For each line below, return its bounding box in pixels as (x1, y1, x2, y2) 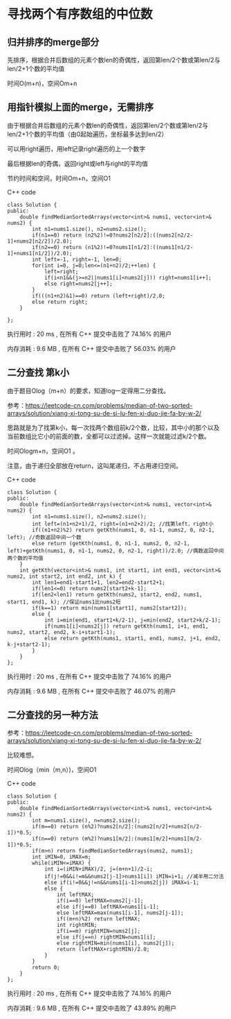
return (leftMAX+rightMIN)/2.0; (56, 946, 150, 953)
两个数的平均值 (7, 554, 44, 562)
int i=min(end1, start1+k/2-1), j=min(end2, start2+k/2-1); (44, 617, 221, 624)
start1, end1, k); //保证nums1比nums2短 (7, 598, 121, 606)
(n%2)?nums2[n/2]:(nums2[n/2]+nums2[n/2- (81, 823, 203, 830)
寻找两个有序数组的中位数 (7, 6, 154, 22)
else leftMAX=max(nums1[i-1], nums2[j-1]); (56, 909, 185, 916)
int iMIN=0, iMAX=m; (32, 854, 91, 861)
